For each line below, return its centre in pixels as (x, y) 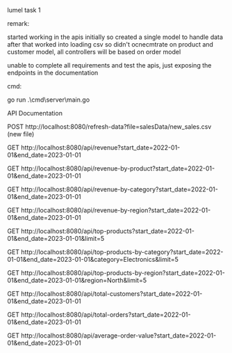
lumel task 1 (24, 10)
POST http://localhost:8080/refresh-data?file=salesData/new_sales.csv (109, 127)
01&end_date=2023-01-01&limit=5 (56, 238)
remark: (18, 23)
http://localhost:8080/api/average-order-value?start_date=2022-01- (118, 336)
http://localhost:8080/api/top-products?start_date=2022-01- (107, 231)
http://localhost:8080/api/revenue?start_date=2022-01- (100, 148)
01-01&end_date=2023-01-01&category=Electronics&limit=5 (93, 259)
